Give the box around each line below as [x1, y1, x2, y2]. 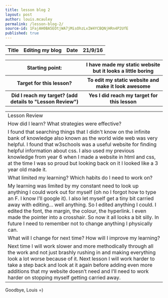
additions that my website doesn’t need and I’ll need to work [7, 268, 149, 274]
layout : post [5, 12, 32, 17]
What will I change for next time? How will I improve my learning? [7, 235, 160, 241]
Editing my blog [23, 47, 62, 53]
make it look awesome [95, 83, 151, 89]
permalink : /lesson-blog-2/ [5, 21, 64, 27]
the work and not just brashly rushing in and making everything [7, 249, 156, 256]
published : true [5, 31, 39, 36]
